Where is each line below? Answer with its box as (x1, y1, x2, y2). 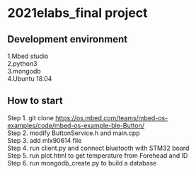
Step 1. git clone (7, 113, 54, 122)
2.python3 (7, 59, 38, 68)
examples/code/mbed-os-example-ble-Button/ (7, 121, 145, 129)
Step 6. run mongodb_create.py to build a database (7, 158, 157, 167)
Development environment (7, 33, 128, 45)
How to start (7, 95, 63, 107)
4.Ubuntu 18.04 (7, 74, 52, 83)
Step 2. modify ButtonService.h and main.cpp (7, 129, 140, 137)
